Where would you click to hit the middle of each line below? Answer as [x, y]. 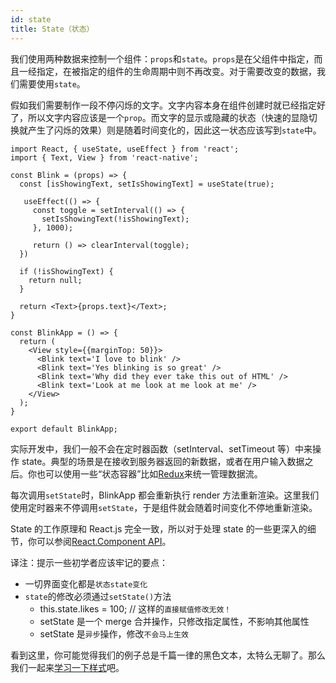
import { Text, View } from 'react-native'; [104, 157]
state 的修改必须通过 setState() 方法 [98, 596]
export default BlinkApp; [64, 429]
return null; [55, 280]
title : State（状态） [52, 29]
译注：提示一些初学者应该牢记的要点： [89, 562]
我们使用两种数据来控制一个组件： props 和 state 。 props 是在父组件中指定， [162, 58]
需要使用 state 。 [52, 83]
